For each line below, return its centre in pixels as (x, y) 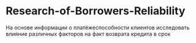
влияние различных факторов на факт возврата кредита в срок (88, 33)
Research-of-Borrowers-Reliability (96, 11)
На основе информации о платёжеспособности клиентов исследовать (98, 27)
